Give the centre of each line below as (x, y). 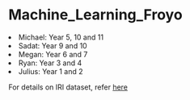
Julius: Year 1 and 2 (51, 71)
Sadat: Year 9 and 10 (53, 45)
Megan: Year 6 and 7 (53, 54)
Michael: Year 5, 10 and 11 (61, 37)
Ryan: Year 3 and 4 (51, 63)
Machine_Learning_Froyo (96, 15)
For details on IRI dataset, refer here (68, 87)
